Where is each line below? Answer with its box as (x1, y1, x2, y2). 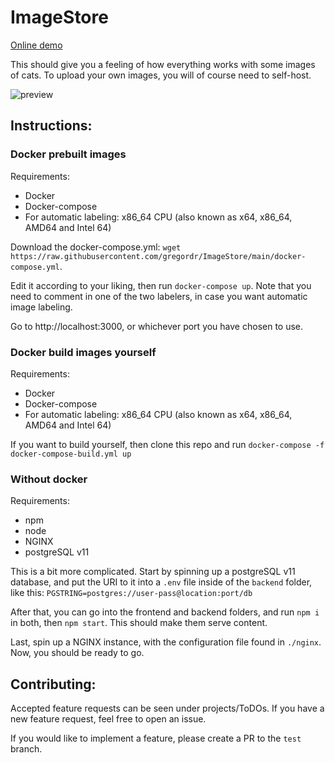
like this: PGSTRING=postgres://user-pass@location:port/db (10, 587, 253, 599)
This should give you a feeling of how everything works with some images (10, 58, 316, 70)
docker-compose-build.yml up (10, 449, 132, 459)
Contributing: (10, 676, 97, 693)
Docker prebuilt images (10, 147, 127, 161)
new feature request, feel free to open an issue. (10, 713, 207, 725)
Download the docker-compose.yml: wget (10, 241, 182, 253)
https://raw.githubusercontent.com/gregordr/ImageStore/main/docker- (10, 251, 307, 261)
